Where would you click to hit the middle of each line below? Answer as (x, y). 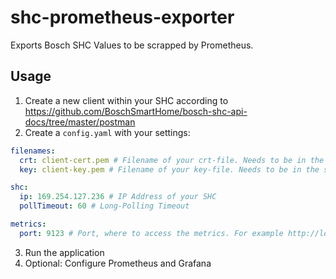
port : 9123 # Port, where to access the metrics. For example (151, 233)
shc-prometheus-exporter (122, 17)
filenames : (33, 151)
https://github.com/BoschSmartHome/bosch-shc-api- (136, 111)
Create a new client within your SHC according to (126, 100)
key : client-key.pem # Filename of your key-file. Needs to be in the (169, 169)
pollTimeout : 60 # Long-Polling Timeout (104, 206)
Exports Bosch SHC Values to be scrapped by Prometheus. (132, 45)
